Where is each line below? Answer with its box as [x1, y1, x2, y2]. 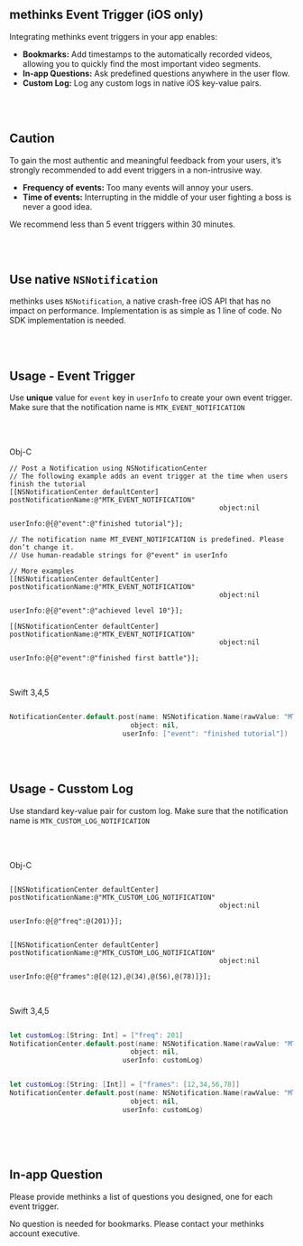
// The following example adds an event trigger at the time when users [9, 472, 289, 482]
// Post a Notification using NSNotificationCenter [9, 464, 207, 473]
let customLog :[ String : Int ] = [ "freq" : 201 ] [9, 1030, 183, 1040]
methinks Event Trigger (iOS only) [9, 7, 205, 23]
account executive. [9, 1228, 80, 1239]
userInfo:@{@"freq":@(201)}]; [9, 916, 124, 925]
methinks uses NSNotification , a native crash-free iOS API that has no [9, 295, 271, 306]
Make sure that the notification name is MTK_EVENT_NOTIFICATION [9, 402, 245, 413]
